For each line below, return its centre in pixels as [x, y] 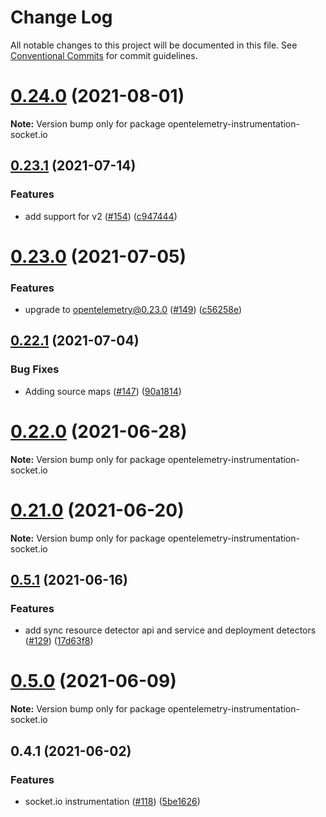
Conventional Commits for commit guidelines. [104, 55]
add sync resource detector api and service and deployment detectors [170, 630]
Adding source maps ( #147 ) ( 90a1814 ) [103, 391]
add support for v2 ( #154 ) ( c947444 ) [101, 216]
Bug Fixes [35, 369]
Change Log [61, 17]
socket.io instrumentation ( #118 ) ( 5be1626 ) [112, 801]
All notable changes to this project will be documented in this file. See [154, 45]
